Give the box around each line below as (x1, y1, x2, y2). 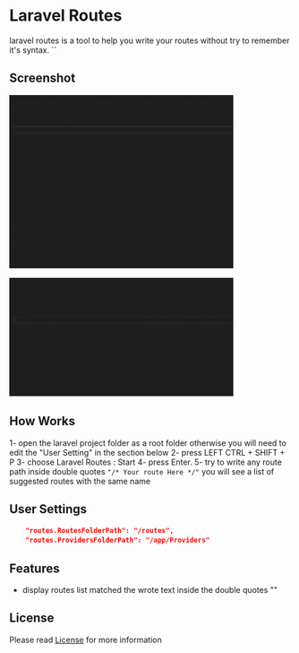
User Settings (9, 501, 88, 517)
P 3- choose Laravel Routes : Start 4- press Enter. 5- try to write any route (9, 457, 282, 467)
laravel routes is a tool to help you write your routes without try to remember (9, 35, 290, 46)
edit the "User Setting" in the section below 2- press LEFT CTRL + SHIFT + (9, 447, 286, 457)
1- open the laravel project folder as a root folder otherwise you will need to (9, 437, 286, 448)
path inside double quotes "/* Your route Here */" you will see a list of (9, 466, 275, 476)
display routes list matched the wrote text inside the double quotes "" (21, 584, 278, 595)
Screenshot (9, 71, 76, 86)
